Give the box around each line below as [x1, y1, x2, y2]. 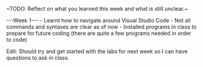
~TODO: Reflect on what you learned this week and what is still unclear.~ [6, 5, 188, 12]
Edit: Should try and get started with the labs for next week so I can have [6, 48, 188, 55]
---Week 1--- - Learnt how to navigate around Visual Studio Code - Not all [6, 17, 191, 24]
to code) [6, 36, 27, 43]
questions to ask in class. [6, 54, 70, 61]
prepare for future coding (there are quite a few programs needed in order [6, 30, 191, 37]
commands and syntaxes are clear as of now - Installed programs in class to [6, 24, 197, 30]
